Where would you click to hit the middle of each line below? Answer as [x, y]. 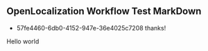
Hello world [23, 41]
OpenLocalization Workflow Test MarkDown [104, 11]
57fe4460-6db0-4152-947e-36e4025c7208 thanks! [91, 28]
